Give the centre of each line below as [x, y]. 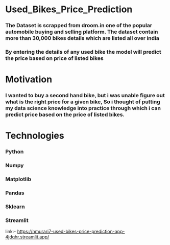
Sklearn [15, 207]
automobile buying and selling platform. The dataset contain [82, 32]
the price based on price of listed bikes [54, 58]
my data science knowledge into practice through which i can [83, 108]
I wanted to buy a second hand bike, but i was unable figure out [85, 96]
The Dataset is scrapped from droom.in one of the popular [79, 26]
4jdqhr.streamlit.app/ [27, 237]
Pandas [15, 193]
